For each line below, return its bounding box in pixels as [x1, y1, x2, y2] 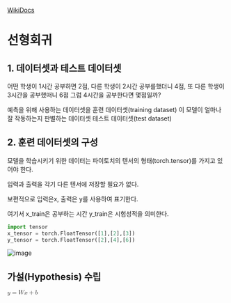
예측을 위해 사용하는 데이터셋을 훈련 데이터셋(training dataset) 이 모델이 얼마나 [7, 106, 222, 114]
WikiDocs [7, 6, 35, 14]
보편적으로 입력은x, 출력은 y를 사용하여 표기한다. [7, 194, 138, 203]
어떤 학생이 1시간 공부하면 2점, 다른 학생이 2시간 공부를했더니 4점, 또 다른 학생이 [7, 82, 225, 90]
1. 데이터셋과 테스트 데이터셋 [7, 62, 122, 74]
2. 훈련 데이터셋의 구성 [7, 137, 99, 148]
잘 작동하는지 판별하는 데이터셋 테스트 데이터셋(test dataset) [7, 114, 172, 123]
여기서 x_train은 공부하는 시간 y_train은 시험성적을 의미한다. [7, 209, 169, 218]
